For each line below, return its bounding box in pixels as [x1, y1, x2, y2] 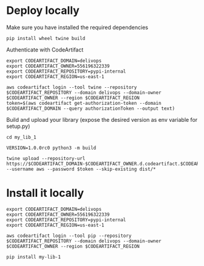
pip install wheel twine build [6, 35, 86, 41]
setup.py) [6, 122, 30, 130]
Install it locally [6, 186, 84, 200]
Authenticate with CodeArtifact [6, 46, 84, 53]
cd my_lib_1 [6, 134, 36, 140]
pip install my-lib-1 [6, 254, 61, 260]
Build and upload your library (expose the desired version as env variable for [6, 116, 198, 123]
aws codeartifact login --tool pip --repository [6, 233, 132, 239]
